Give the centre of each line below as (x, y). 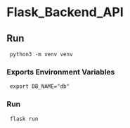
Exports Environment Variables (61, 72)
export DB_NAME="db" (40, 87)
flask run (24, 119)
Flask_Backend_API (65, 12)
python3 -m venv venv (41, 54)
